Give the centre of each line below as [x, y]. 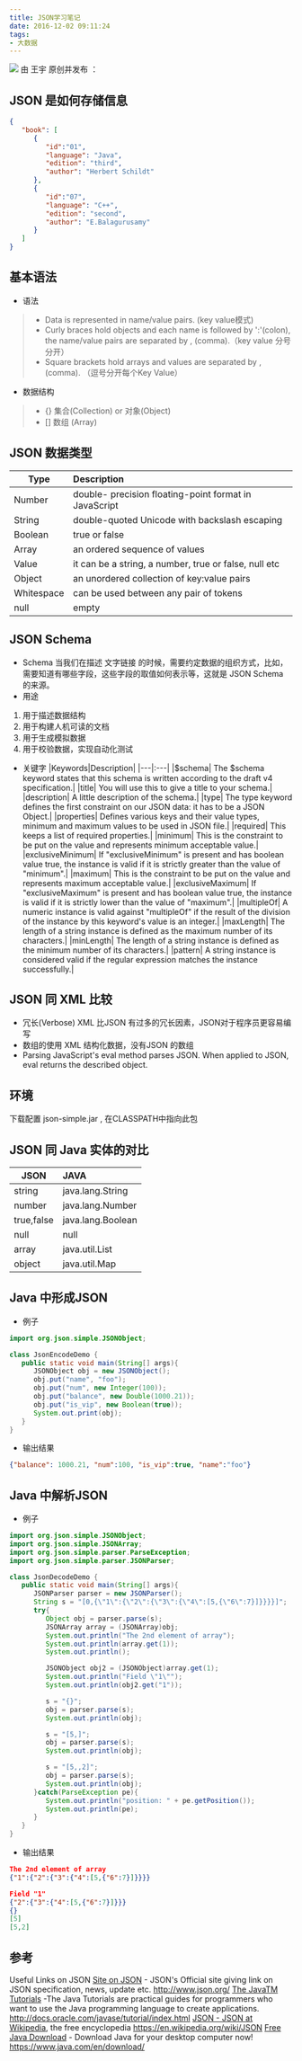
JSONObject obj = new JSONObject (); [102, 1372]
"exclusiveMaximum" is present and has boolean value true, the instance [157, 893]
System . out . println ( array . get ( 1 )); [112, 1644]
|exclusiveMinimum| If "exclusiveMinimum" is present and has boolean [153, 854]
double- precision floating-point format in [162, 493]
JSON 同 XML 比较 [61, 999]
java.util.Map [89, 1264]
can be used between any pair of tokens [158, 592]
